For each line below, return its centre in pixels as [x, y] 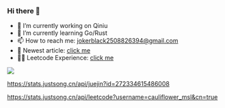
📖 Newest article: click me [54, 51]
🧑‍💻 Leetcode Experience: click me [65, 58]
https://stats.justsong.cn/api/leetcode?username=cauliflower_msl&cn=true [112, 97]
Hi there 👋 [24, 11]
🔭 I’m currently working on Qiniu [62, 26]
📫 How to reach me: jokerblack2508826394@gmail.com [97, 41]
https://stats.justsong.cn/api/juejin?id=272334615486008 [88, 84]
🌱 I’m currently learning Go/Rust [62, 33]
